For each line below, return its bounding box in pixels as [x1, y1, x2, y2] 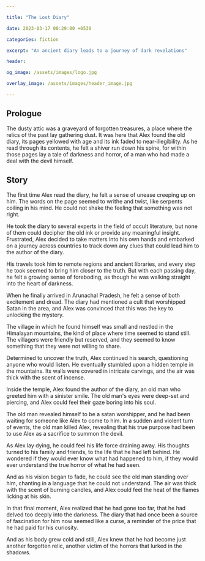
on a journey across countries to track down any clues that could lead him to [6, 242, 199, 249]
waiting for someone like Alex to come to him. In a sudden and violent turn [6, 417, 193, 424]
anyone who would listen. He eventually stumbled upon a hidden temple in [6, 361, 194, 368]
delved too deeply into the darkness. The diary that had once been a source [6, 511, 198, 518]
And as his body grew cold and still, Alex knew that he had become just [6, 535, 187, 543]
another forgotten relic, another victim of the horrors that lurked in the [6, 542, 182, 549]
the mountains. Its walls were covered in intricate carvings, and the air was [6, 367, 195, 375]
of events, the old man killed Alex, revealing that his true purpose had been [6, 423, 196, 431]
